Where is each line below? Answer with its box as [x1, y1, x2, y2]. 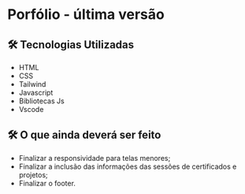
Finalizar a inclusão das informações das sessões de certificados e [18, 162, 237, 171]
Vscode [18, 105, 44, 114]
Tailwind [18, 80, 46, 88]
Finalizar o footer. [18, 178, 76, 188]
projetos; [18, 170, 48, 179]
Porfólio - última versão [7, 6, 165, 24]
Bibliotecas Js [18, 96, 65, 106]
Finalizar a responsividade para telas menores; [18, 153, 171, 162]
